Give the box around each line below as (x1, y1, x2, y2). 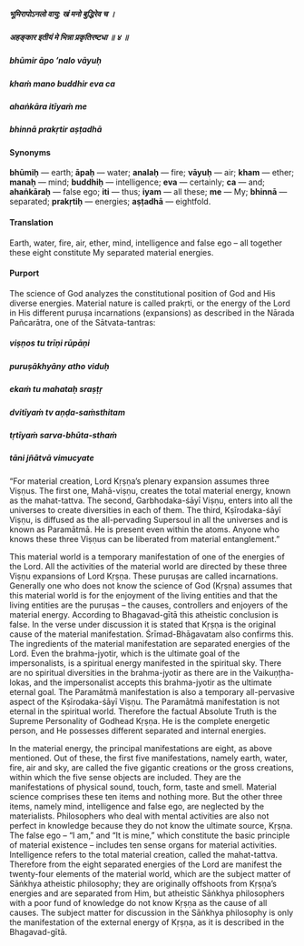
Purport (9, 267, 40, 278)
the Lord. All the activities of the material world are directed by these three (9, 560, 288, 571)
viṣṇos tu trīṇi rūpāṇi (9, 337, 91, 348)
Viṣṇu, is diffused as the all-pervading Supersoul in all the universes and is (9, 514, 289, 525)
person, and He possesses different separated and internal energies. (9, 725, 267, 736)
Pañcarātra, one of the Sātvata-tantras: (9, 317, 156, 327)
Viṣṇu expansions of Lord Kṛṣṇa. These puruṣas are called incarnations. (9, 570, 279, 581)
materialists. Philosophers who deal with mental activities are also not (9, 810, 270, 821)
